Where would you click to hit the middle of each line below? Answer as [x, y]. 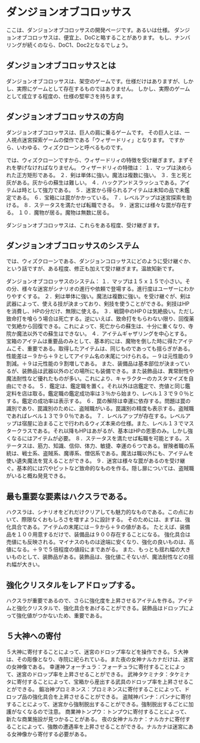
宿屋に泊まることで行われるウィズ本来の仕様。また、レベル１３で [103, 424]
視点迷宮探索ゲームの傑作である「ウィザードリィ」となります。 [89, 140]
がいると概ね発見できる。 [38, 476]
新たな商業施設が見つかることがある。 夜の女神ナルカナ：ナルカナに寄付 [96, 719]
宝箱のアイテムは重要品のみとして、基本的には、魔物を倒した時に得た [92, 341]
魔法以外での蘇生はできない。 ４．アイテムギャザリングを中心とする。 [103, 334]
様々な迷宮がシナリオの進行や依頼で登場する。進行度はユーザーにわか [108, 289]
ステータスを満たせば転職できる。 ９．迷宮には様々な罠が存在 [110, 205]
